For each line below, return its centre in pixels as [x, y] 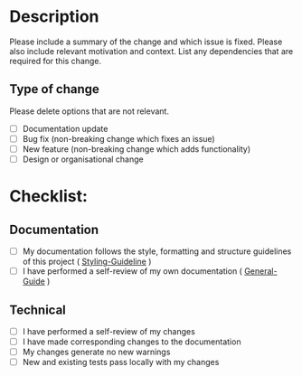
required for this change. [56, 61]
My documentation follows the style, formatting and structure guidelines [157, 251]
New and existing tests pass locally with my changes [121, 362]
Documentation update [65, 128]
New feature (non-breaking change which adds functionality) [137, 149]
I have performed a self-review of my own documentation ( [132, 271]
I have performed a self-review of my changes [109, 331]
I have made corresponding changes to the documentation [132, 342]
